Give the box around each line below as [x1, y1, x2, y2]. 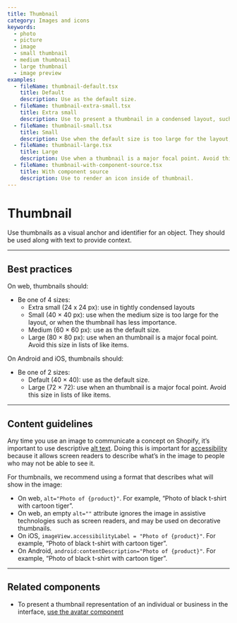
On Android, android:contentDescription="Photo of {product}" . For [17, 547, 217, 555]
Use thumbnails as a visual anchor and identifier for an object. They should [7, 228, 226, 237]
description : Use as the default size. [20, 96, 138, 103]
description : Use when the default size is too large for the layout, [20, 135, 232, 142]
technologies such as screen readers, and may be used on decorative [17, 517, 221, 525]
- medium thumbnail [13, 57, 71, 64]
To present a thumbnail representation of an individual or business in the [17, 600, 229, 608]
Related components [7, 581, 101, 593]
